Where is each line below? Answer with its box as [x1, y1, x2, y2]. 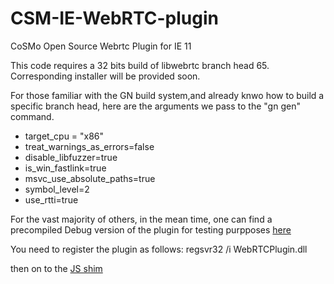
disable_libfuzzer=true [24, 151, 118, 163]
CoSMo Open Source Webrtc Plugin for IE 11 [10, 40, 192, 52]
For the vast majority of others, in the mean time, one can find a [10, 213, 273, 225]
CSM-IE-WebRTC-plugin [10, 7, 219, 30]
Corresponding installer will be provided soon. [10, 70, 201, 82]
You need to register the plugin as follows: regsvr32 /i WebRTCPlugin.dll [10, 243, 308, 255]
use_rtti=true [24, 193, 79, 206]
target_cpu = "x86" [24, 130, 105, 142]
